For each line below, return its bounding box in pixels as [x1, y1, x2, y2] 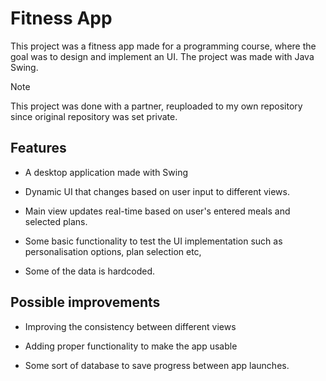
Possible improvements [10, 294, 161, 311]
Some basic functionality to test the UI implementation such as [24, 235, 283, 247]
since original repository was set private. [10, 110, 178, 122]
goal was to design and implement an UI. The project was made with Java [10, 50, 315, 62]
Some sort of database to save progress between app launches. [24, 359, 290, 371]
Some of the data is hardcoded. [24, 265, 156, 277]
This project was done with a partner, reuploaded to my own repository [10, 100, 303, 112]
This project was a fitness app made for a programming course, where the [10, 40, 317, 52]
